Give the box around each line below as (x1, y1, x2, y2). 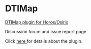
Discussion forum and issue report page (5, 28, 87, 34)
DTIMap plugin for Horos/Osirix (5, 19, 68, 25)
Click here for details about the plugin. (5, 38, 83, 44)
